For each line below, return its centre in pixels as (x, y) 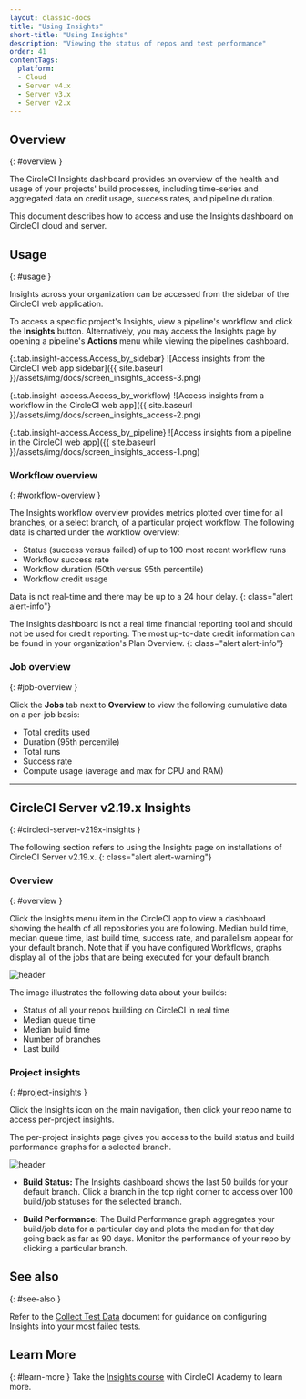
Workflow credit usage (65, 579)
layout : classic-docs (51, 18)
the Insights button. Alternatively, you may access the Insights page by (143, 331)
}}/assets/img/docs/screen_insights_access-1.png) (105, 452)
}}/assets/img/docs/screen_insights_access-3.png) (106, 378)
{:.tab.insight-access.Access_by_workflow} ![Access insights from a (137, 396)
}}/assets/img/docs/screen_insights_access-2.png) (106, 415)
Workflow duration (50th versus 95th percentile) (113, 570)
